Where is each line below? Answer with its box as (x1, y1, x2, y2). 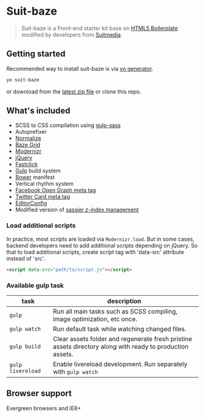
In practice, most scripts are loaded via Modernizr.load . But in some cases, (6, 235, 195, 243)
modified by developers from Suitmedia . (21, 31, 123, 38)
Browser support (6, 388, 72, 398)
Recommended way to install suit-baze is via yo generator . (6, 65, 154, 72)
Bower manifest (15, 174, 55, 181)
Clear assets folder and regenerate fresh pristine (52, 334, 192, 343)
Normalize (15, 134, 41, 142)
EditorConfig (15, 200, 48, 207)
